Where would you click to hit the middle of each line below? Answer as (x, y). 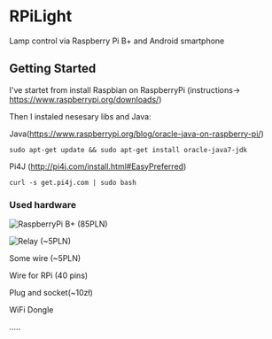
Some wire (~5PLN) (45, 258)
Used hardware (43, 204)
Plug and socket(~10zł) (51, 293)
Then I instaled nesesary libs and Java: (81, 116)
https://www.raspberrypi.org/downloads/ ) (85, 99)
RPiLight (41, 16)
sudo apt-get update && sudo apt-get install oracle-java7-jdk (128, 150)
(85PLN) (93, 224)
